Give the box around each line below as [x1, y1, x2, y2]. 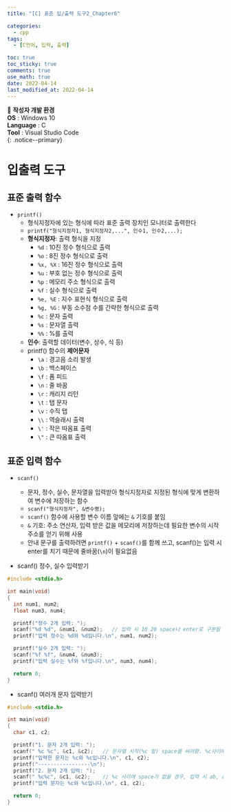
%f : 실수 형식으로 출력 [37, 286, 98, 295]
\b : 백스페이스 [37, 364, 78, 373]
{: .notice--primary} [7, 136, 63, 144]
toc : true [7, 55, 36, 61]
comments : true [7, 67, 51, 74]
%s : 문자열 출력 [37, 321, 79, 329]
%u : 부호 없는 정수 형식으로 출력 [37, 269, 122, 277]
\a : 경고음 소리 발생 [37, 355, 91, 364]
